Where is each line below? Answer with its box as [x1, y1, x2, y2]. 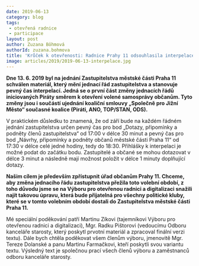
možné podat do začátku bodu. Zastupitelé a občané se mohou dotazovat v [6, 148, 191, 155]
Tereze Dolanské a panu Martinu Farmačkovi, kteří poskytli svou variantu [6, 241, 184, 248]
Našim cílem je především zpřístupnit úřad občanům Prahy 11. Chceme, [6, 173, 185, 180]
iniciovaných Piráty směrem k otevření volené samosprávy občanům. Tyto [6, 93, 192, 100]
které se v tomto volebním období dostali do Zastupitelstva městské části [6, 197, 191, 205]
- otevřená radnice [8, 25, 57, 31]
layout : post [6, 36, 38, 42]
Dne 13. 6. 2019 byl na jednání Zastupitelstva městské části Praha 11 [6, 74, 176, 82]
